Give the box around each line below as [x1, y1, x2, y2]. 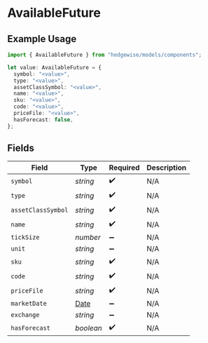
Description [146, 163, 187, 173]
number [74, 233, 101, 243]
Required [109, 163, 140, 173]
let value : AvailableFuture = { [7, 64, 102, 71]
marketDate [11, 300, 47, 308]
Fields [7, 142, 35, 154]
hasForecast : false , [13, 116, 74, 123]
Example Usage [7, 33, 77, 45]
